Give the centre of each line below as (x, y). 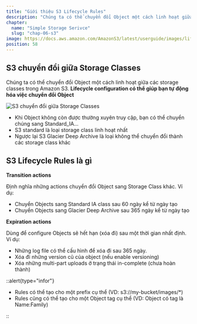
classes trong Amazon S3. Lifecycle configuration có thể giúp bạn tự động (97, 88)
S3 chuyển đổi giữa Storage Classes (73, 68)
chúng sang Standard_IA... (47, 123)
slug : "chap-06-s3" (35, 33)
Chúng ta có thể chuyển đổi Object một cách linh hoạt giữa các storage (92, 82)
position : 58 (22, 45)
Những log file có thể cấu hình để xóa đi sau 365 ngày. (81, 251)
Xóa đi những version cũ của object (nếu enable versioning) (87, 256)
